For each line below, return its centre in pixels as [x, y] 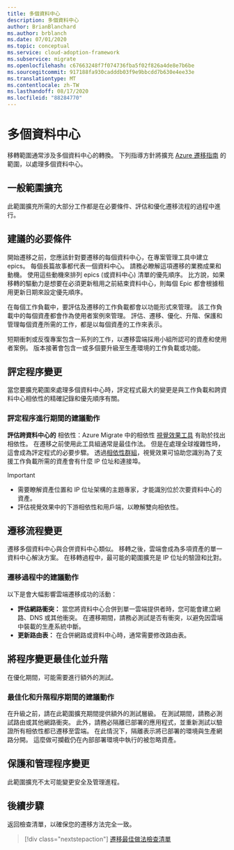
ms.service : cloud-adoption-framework [63, 53]
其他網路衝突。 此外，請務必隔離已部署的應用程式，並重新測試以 [124, 722]
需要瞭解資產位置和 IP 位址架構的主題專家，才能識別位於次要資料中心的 [119, 489]
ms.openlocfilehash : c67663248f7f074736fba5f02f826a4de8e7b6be [101, 66]
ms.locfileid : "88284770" [45, 98]
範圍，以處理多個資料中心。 [47, 164]
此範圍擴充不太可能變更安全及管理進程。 [65, 782]
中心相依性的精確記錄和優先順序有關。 [68, 399]
